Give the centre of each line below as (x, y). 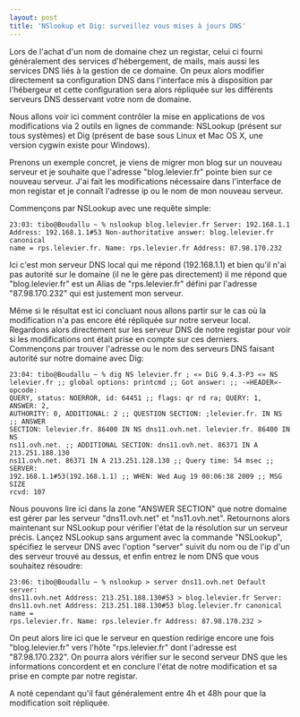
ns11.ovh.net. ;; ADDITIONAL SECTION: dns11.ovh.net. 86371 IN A (133, 445)
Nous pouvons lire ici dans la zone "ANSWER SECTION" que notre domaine (148, 508)
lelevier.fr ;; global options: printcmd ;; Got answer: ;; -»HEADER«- (146, 382)
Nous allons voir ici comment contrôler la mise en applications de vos (137, 116)
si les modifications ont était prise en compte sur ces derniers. (124, 339)
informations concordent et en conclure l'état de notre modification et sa (143, 666)
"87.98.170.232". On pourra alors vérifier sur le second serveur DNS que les (149, 657)
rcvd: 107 (28, 492)
